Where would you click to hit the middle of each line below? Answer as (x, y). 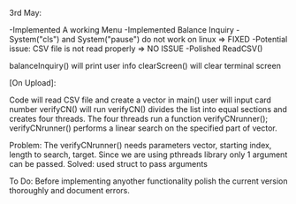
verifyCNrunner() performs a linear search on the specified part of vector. (143, 128)
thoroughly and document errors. (69, 190)
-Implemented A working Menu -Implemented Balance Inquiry (121, 30)
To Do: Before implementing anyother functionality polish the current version (148, 181)
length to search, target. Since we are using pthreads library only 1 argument (148, 155)
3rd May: (26, 13)
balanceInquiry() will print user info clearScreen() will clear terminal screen (145, 66)
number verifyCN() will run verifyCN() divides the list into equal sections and (148, 109)
